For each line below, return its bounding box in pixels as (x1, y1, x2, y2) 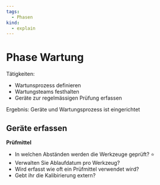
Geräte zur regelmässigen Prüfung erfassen (14, 94, 123, 101)
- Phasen (11, 14, 33, 20)
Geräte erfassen (6, 123, 68, 133)
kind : (6, 20, 20, 25)
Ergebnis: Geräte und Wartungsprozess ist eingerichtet (6, 106, 140, 113)
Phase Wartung (6, 51, 84, 64)
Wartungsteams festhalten (14, 88, 80, 95)
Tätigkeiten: (6, 71, 35, 78)
